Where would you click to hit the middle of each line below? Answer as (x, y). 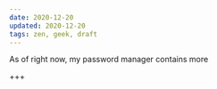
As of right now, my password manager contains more (109, 60)
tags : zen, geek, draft (54, 34)
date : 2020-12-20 (42, 17)
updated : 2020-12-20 (48, 26)
